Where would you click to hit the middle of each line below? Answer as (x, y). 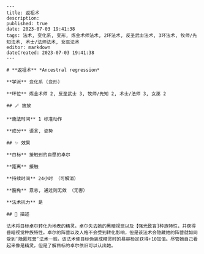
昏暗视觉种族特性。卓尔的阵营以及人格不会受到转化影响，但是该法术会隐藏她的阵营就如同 (102, 233)
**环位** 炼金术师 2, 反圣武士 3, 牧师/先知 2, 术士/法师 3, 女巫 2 (86, 94)
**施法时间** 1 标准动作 (34, 119)
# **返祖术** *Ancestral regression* (53, 70)
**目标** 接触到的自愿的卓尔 (38, 155)
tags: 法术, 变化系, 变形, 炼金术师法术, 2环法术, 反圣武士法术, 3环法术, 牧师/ (100, 36)
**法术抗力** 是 (25, 202)
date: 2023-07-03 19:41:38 (41, 29)
